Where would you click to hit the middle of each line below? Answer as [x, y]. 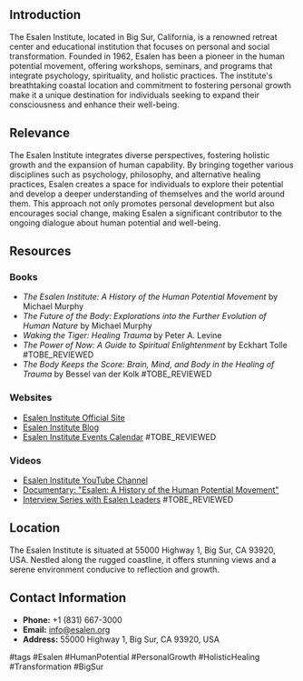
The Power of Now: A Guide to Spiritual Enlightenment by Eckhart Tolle [155, 346]
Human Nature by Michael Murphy [87, 325]
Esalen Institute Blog [61, 427]
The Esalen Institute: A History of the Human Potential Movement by [150, 297]
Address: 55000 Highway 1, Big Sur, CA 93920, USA [121, 639]
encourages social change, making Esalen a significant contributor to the [146, 213]
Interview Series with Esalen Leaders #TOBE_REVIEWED [128, 499]
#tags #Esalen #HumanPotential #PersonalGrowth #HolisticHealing [135, 656]
